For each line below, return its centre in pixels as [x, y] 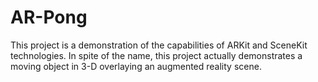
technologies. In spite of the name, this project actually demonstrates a [156, 55]
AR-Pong [49, 17]
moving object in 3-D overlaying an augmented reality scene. [136, 66]
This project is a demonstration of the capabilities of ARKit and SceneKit [159, 45]
